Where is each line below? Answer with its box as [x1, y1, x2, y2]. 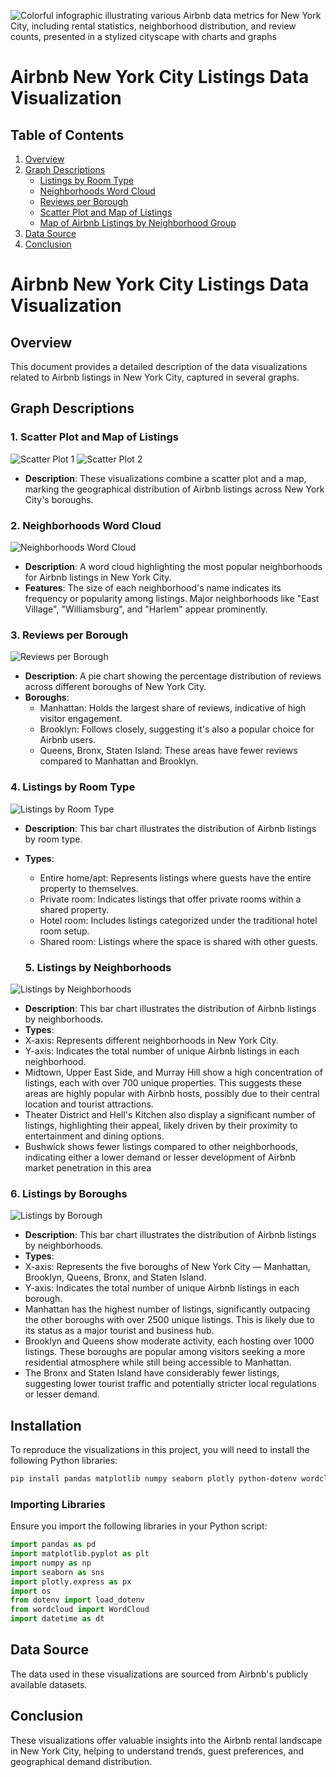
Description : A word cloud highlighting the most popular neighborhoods [24, 560, 323, 572]
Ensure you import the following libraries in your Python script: [10, 1520, 268, 1532]
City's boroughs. [24, 493, 94, 505]
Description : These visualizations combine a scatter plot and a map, [24, 472, 307, 484]
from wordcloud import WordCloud [10, 1605, 150, 1615]
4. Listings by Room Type [10, 780, 136, 794]
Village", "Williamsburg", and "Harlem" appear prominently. [24, 603, 268, 615]
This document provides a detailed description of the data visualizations [10, 361, 308, 372]
